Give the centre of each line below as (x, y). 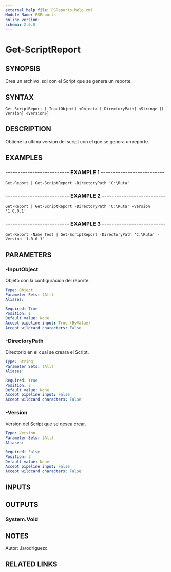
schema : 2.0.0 (21, 24)
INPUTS (18, 487)
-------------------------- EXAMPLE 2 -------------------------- (85, 196)
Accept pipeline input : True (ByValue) (48, 323)
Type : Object (19, 290)
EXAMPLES (24, 158)
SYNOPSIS (23, 69)
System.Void (22, 519)
